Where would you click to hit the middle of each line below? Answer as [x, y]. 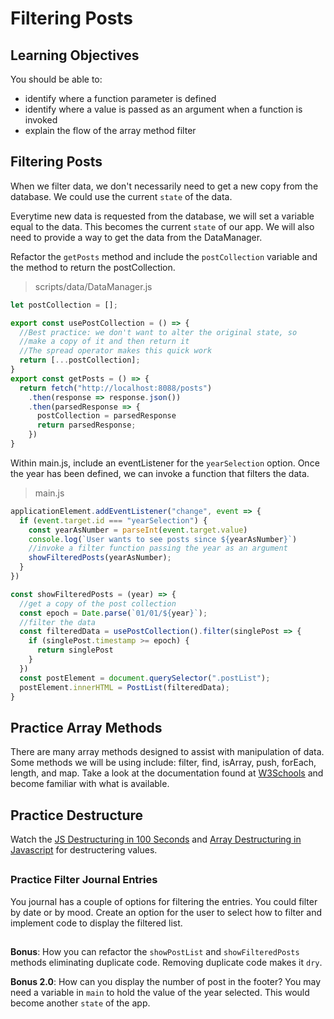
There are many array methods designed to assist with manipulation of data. [167, 752]
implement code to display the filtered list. [96, 923]
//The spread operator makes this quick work [116, 351]
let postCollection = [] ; [64, 305]
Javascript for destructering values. [84, 850]
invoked [41, 120]
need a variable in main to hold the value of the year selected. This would [160, 993]
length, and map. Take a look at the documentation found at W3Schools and [167, 773]
